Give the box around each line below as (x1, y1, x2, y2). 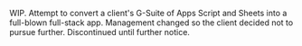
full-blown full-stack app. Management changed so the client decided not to (9, 17, 294, 28)
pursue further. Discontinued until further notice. (9, 27, 190, 37)
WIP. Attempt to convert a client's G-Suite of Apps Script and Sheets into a (9, 8, 288, 18)
